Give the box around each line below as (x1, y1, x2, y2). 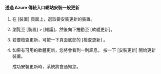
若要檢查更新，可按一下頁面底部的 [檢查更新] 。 (12, 37, 108, 43)
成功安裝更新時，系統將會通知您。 (12, 64, 81, 70)
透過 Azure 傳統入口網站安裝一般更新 (5, 4, 80, 10)
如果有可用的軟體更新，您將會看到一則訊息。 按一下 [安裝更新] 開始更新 (12, 47, 156, 53)
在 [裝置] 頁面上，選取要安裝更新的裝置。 (12, 16, 95, 22)
